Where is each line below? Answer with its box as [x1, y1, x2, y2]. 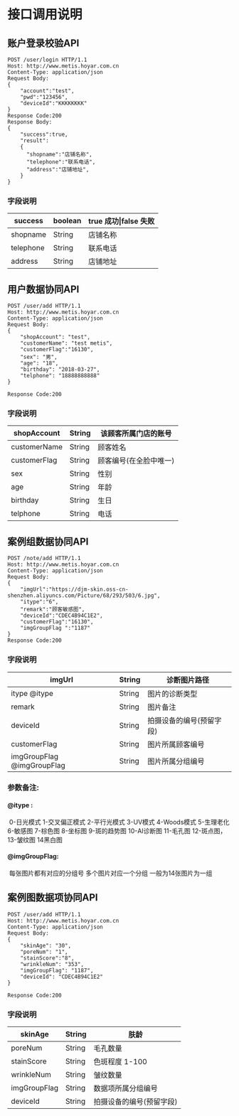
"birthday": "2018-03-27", [20, 366, 100, 373]
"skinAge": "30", [20, 942, 72, 949]
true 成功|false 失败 [88, 216, 155, 226]
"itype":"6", [20, 599, 59, 606]
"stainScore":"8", [20, 954, 75, 962]
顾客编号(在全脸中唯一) [97, 456, 175, 466]
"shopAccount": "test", [20, 333, 91, 341]
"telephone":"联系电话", [26, 159, 96, 166]
